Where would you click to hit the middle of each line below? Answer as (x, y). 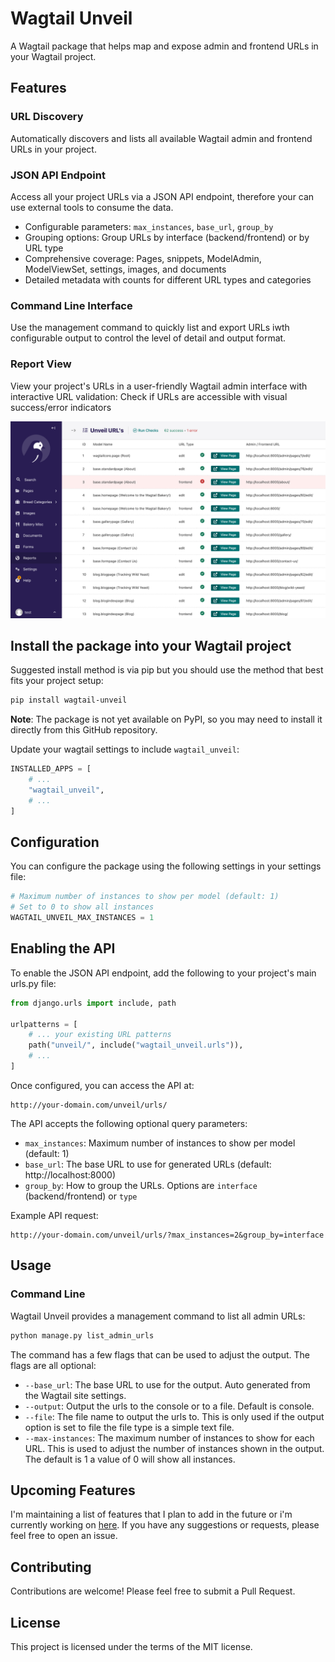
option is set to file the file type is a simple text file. (129, 1427)
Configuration (55, 842)
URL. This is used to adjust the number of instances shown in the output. (174, 1448)
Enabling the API (63, 948)
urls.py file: (33, 983)
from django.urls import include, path (93, 1003)
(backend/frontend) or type (81, 1196)
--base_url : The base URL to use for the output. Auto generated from (167, 1384)
